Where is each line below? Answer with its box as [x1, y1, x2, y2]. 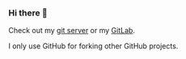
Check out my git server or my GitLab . [8, 26, 136, 36]
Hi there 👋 [8, 7, 49, 19]
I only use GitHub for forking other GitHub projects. [8, 41, 179, 51]
